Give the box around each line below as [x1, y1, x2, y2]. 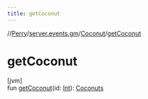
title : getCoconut [7, 10, 60, 17]
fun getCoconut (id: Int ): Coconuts [7, 84, 104, 92]
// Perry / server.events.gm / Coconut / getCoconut [7, 29, 141, 37]
